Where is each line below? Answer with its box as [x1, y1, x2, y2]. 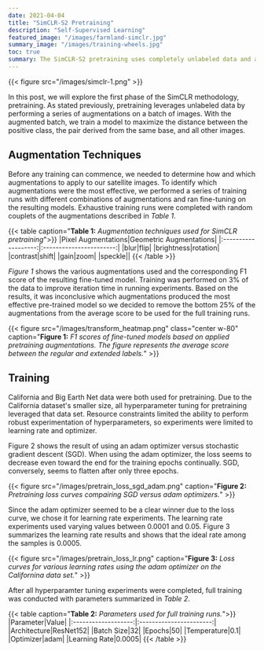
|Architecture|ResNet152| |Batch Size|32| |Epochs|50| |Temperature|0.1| [8, 626, 241, 635]
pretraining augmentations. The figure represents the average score [8, 340, 229, 350]
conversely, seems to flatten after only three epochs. [8, 465, 179, 476]
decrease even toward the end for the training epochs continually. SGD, [8, 458, 240, 467]
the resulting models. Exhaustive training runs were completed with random [8, 202, 253, 212]
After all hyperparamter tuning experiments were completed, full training [8, 585, 242, 594]
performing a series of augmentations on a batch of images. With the [8, 108, 232, 118]
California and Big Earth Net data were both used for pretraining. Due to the [8, 392, 252, 402]
